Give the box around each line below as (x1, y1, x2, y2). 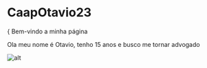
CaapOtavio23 (7, 5, 91, 20)
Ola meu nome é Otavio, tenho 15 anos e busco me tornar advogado (7, 40, 201, 48)
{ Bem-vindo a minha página (7, 27, 88, 35)
